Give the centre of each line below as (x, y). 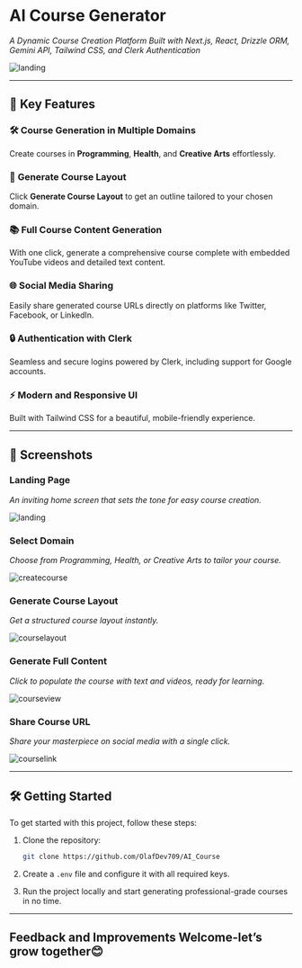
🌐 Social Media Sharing (62, 286)
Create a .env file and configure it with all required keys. (126, 874)
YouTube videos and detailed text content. (88, 263)
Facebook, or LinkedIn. (52, 315)
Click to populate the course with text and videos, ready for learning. (137, 681)
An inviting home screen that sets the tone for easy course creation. (136, 499)
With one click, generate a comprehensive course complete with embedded (150, 253)
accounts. (28, 371)
